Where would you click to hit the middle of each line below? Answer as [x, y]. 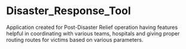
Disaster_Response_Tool [68, 11]
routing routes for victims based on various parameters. [75, 40]
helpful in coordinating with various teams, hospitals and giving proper [93, 33]
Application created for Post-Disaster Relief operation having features [92, 27]
